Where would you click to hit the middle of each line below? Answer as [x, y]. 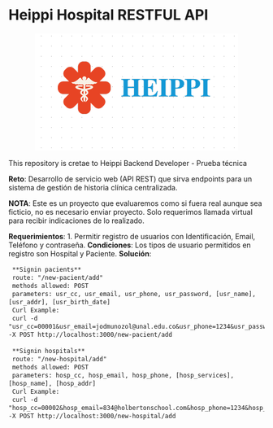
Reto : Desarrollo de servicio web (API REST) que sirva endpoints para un [130, 179]
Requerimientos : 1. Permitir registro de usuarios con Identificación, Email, [132, 236]
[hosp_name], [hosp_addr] [52, 383]
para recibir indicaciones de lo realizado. [76, 221]
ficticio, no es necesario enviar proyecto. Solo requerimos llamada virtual [131, 212]
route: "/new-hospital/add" [59, 359]
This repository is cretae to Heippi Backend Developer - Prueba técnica [128, 163]
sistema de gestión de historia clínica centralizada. [93, 187]
